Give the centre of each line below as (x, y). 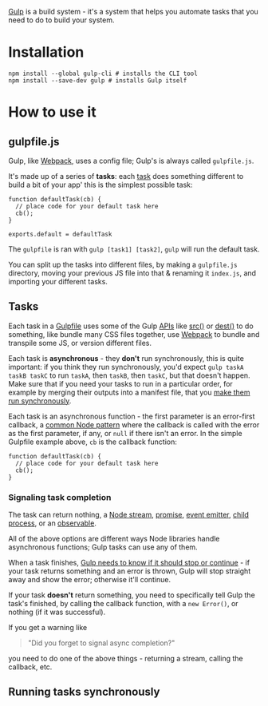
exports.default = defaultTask (60, 234)
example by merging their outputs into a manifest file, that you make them (129, 392)
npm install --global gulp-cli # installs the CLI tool (103, 73)
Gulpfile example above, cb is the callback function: (93, 442)
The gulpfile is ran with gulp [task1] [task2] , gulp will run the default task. (134, 249)
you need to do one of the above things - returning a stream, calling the (126, 659)
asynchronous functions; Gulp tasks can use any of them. (103, 547)
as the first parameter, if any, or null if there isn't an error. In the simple (125, 433)
